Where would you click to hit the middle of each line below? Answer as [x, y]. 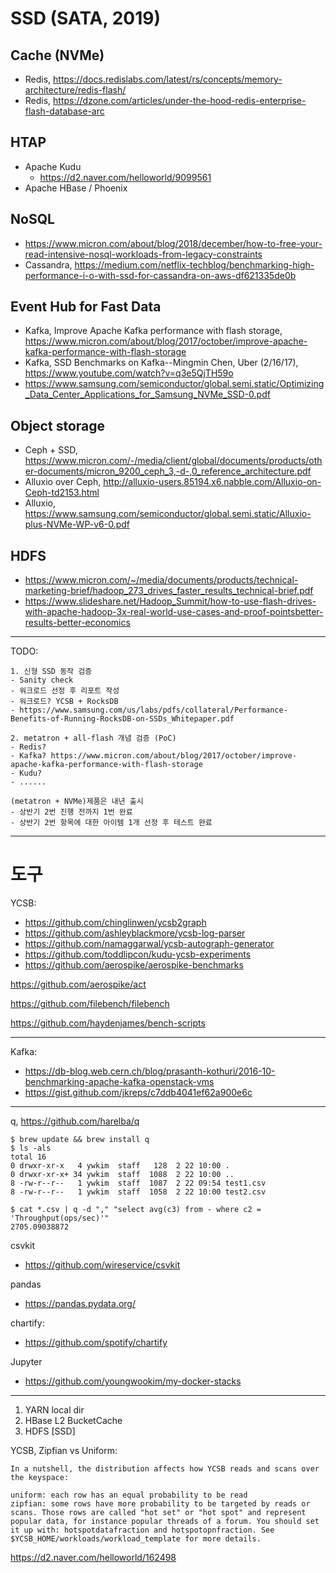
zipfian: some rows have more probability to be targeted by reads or [160, 1504]
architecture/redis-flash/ [75, 90]
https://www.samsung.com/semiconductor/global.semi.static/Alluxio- [168, 514]
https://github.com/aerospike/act [78, 984]
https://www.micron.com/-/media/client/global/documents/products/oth [173, 461]
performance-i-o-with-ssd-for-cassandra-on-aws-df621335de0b [160, 275]
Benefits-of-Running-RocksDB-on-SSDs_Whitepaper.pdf [122, 719]
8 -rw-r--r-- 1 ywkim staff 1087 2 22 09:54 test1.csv [138, 1183]
